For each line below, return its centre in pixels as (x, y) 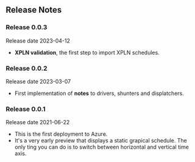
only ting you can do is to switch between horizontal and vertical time (102, 147)
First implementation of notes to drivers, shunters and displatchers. (99, 93)
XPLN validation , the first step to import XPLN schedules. (87, 52)
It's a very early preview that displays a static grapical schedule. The (101, 141)
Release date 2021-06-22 (38, 122)
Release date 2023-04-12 (38, 40)
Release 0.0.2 (27, 68)
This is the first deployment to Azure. (61, 134)
